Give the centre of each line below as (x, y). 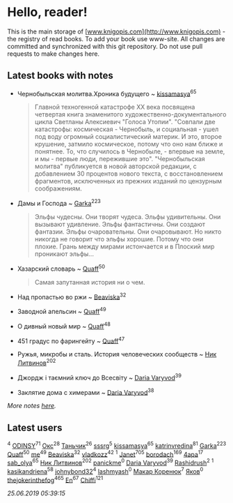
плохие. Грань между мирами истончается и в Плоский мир (124, 247)
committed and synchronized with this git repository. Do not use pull (105, 46)
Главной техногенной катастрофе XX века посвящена (115, 107)
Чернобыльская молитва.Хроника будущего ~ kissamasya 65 (107, 93)
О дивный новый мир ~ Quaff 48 (64, 325)
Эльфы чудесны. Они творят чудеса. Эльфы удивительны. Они (128, 217)
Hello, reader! (48, 12)
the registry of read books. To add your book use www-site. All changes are (116, 38)
